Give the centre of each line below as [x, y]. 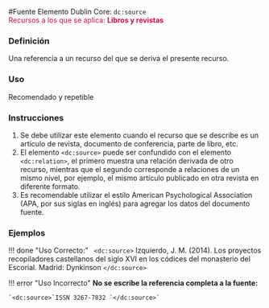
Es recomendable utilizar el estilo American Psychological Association [136, 195]
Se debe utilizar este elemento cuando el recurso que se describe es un [139, 135]
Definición [29, 41]
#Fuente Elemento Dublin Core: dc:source [77, 12]
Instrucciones [36, 117]
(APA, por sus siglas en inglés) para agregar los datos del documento [135, 203]
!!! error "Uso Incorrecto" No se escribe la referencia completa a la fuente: [133, 283]
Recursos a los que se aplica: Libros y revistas [86, 20]
